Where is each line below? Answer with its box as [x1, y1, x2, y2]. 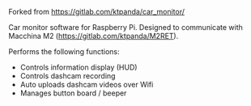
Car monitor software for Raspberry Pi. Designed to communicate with [8, 23, 243, 32]
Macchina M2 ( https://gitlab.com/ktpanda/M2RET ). [8, 32, 179, 40]
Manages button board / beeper [19, 88, 127, 98]
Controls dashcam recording [19, 71, 116, 80]
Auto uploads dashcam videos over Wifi [19, 80, 154, 89]
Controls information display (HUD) [19, 62, 138, 72]
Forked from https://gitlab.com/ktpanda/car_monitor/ [8, 7, 185, 16]
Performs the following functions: [8, 47, 120, 56]
